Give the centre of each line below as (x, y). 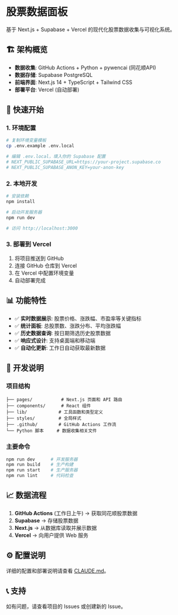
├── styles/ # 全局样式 (44, 418)
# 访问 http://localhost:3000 (42, 228)
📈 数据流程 (26, 496)
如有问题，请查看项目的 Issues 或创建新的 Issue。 (66, 606)
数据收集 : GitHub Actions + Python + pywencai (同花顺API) (85, 67)
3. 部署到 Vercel (29, 244)
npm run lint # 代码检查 (40, 476)
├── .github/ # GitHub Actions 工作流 (61, 425)
